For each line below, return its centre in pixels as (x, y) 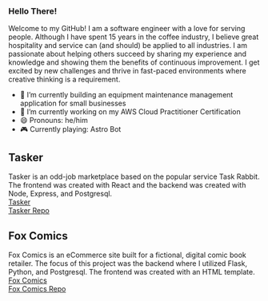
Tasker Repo (29, 211)
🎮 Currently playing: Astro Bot (70, 129)
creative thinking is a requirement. (64, 79)
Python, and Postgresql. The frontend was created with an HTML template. (132, 271)
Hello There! (33, 11)
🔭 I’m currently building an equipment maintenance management (126, 95)
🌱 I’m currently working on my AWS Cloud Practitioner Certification (130, 112)
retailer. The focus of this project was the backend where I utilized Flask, (128, 263)
